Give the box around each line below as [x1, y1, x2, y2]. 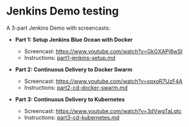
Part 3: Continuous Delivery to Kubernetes [15, 96, 125, 103]
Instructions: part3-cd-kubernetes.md [24, 114, 120, 121]
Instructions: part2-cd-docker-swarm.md [24, 83, 128, 91]
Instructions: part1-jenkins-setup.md [24, 54, 115, 61]
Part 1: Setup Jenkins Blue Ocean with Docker [15, 36, 133, 43]
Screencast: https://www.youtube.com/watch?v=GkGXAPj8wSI [24, 47, 183, 55]
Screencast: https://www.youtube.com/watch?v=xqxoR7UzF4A [24, 77, 183, 85]
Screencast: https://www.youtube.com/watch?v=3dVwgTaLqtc [24, 107, 182, 114]
